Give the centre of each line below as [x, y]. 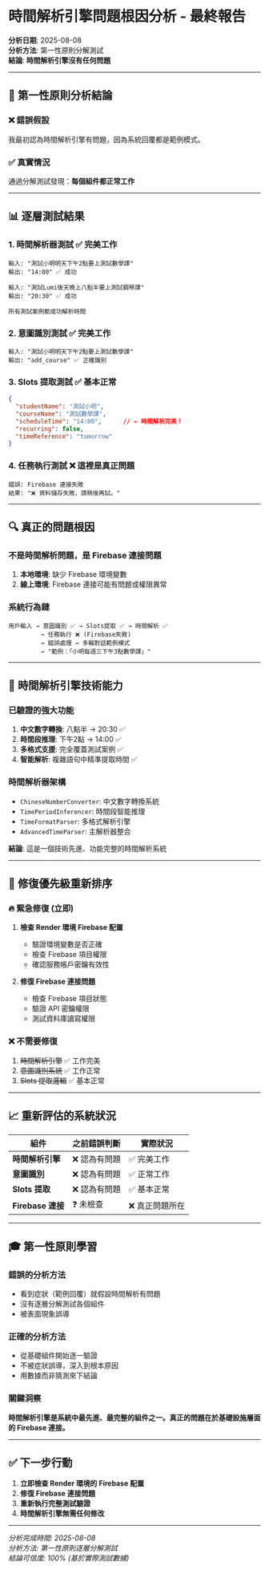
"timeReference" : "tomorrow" [64, 436]
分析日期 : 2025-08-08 [45, 40]
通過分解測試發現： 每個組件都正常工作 [71, 181]
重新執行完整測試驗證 [55, 1503]
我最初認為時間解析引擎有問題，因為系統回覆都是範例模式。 [106, 139]
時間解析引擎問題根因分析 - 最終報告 [127, 16]
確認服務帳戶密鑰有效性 [70, 964]
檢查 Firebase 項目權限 [69, 955]
